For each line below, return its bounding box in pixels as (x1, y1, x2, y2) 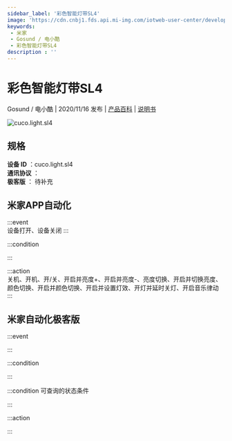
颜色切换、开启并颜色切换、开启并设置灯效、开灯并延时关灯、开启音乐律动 (7, 284, 219, 292)
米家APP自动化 (7, 200, 71, 212)
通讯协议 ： (7, 169, 39, 177)
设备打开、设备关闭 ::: (7, 226, 69, 235)
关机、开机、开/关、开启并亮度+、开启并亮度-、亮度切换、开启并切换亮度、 (7, 275, 222, 283)
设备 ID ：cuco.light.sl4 (7, 160, 74, 168)
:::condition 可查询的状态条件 (7, 386, 90, 395)
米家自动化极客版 (7, 313, 80, 325)
